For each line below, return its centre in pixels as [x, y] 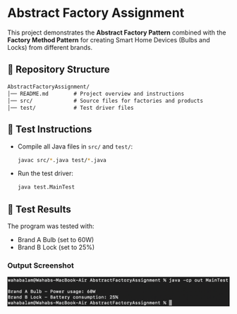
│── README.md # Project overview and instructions [96, 94]
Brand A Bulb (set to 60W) [56, 240]
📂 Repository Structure [59, 69]
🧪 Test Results [39, 209]
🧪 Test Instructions [50, 129]
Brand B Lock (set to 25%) [56, 247]
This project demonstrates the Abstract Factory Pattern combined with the [117, 32]
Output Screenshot [41, 265]
